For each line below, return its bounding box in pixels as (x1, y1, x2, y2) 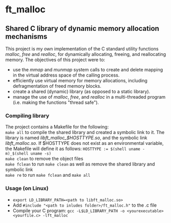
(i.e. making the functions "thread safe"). (12, 99, 99, 105)
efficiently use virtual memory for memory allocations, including (12, 78, 147, 83)
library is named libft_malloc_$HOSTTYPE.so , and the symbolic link (5, 135, 147, 141)
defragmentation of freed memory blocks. (12, 83, 101, 89)
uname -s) (30, 151, 52, 156)
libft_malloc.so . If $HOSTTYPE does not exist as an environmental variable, (5, 140, 164, 146)
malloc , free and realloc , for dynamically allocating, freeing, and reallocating (5, 51, 166, 57)
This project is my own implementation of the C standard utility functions (5, 46, 159, 52)
